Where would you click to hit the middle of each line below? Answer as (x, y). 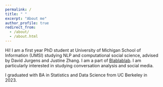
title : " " (16, 14)
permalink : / (18, 9)
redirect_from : (20, 28)
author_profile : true (27, 23)
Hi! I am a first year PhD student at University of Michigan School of (73, 50)
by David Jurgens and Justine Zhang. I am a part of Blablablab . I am (73, 60)
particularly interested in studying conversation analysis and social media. (79, 65)
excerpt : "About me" (26, 18)
